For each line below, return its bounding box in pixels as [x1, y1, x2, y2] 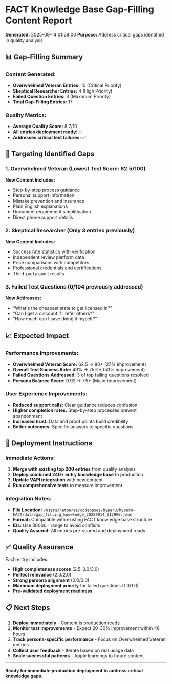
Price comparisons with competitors [12, 259, 90, 265]
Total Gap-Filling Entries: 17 [12, 99, 73, 105]
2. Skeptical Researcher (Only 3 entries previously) [5, 227, 135, 234]
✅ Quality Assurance [5, 543, 73, 551]
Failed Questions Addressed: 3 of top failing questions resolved [12, 372, 149, 378]
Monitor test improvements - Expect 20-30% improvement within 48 [12, 625, 160, 631]
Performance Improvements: [5, 349, 79, 356]
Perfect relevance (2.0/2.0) [12, 571, 72, 578]
